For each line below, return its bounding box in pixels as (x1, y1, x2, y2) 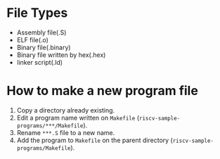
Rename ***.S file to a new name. (16, 128, 115, 136)
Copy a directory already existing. (16, 106, 115, 114)
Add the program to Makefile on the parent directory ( (16, 136, 173, 144)
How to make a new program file (6, 83, 198, 99)
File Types (6, 5, 68, 21)
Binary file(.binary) (16, 43, 71, 51)
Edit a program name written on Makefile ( (16, 113, 140, 122)
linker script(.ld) (16, 58, 63, 66)
